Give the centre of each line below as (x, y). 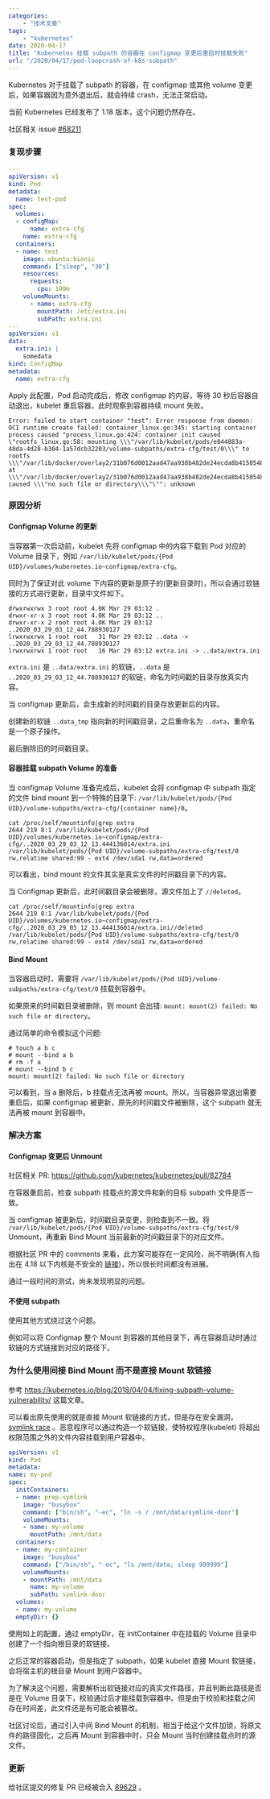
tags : (17, 31)
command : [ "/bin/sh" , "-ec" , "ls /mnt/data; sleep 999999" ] (125, 1565)
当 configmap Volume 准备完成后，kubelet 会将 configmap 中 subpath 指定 (132, 787)
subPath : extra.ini (70, 319)
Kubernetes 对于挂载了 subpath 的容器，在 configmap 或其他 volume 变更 (131, 85)
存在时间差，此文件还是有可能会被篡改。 (75, 1708)
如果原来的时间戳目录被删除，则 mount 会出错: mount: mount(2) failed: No (133, 1006)
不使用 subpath (34, 1301)
